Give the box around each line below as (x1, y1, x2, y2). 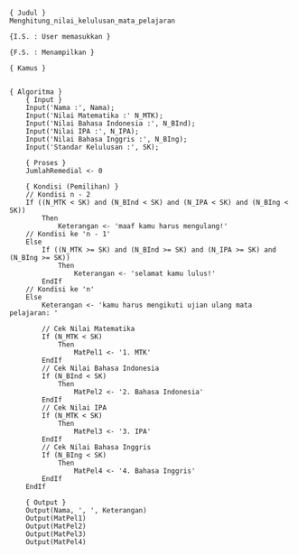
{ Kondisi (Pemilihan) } (25, 182, 119, 191)
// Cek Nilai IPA (42, 403, 107, 412)
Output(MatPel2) (25, 522, 88, 531)
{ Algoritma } (9, 88, 63, 97)
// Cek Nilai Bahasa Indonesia (42, 364, 160, 373)
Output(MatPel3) (25, 530, 88, 539)
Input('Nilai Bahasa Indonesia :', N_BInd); (25, 119, 196, 128)
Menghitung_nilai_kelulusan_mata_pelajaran (9, 16, 176, 25)
